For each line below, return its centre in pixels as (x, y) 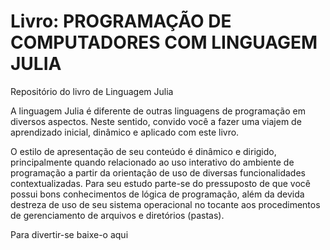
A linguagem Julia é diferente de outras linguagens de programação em (158, 111)
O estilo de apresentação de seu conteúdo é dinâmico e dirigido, (143, 151)
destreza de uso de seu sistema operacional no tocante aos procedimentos (165, 204)
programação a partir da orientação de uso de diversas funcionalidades (158, 172)
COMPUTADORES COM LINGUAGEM (164, 42)
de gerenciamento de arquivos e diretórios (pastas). (117, 215)
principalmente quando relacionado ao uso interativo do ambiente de (152, 162)
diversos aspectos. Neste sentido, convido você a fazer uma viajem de (156, 121)
